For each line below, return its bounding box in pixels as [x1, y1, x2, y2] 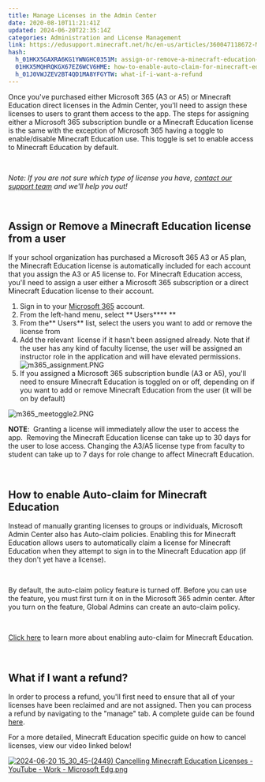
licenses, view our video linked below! [8, 741, 132, 750]
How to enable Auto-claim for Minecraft [8, 487, 207, 502]
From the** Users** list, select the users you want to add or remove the [19, 318, 252, 328]
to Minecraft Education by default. [8, 142, 119, 152]
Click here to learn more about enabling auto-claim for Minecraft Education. [8, 633, 254, 642]
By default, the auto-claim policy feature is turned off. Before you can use [8, 585, 247, 595]
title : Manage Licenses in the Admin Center [8, 11, 157, 20]
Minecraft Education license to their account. [8, 286, 155, 296]
